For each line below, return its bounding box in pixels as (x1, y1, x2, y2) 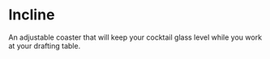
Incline (8, 6, 55, 24)
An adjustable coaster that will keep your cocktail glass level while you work (8, 32, 262, 42)
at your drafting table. (8, 40, 81, 50)
